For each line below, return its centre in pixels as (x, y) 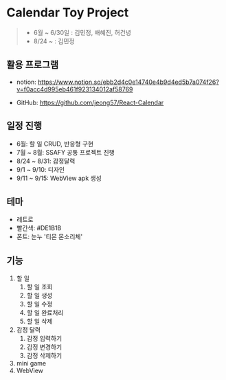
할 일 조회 (39, 287)
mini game (31, 364)
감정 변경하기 (44, 347)
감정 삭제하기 (44, 356)
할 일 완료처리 (45, 313)
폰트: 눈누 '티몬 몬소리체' (49, 237)
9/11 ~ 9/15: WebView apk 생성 (59, 178)
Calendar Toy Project (68, 13)
